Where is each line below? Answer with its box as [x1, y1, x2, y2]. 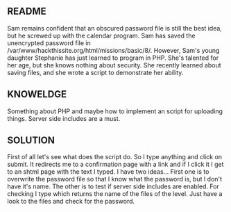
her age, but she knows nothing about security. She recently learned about [7, 60, 221, 69]
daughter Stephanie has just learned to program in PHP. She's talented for [7, 54, 219, 62]
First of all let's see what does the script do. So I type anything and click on [7, 153, 223, 161]
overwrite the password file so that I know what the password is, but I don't [7, 175, 223, 184]
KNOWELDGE [7, 88, 67, 100]
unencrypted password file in [7, 38, 92, 47]
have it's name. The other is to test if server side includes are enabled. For [7, 182, 220, 190]
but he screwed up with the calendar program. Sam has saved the [7, 31, 196, 40]
